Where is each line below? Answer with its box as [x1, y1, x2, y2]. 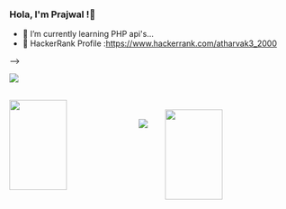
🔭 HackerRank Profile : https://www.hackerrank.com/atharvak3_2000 [22, 38, 277, 49]
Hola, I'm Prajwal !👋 [9, 8, 96, 21]
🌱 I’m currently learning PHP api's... [22, 29, 155, 40]
